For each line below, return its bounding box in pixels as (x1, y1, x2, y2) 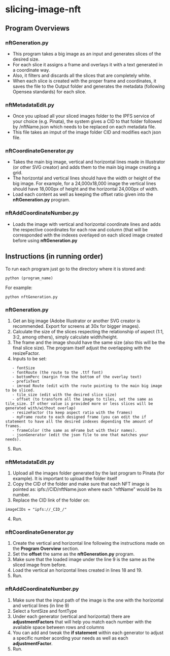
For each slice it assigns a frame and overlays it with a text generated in (12, 61, 163, 67)
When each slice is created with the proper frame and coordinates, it (12, 77, 156, 84)
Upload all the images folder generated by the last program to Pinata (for (12, 470, 165, 476)
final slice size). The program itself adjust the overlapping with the (12, 345, 151, 351)
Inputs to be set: (12, 355, 47, 361)
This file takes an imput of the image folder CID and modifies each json (12, 129, 161, 136)
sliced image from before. (12, 562, 67, 568)
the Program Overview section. (12, 545, 79, 552)
